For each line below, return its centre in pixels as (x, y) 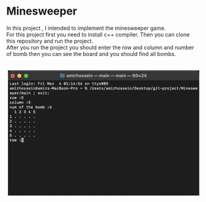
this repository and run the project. (50, 41)
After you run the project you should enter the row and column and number (100, 47)
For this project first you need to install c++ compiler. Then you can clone (98, 34)
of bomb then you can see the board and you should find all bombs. (91, 54)
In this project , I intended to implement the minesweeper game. (86, 28)
